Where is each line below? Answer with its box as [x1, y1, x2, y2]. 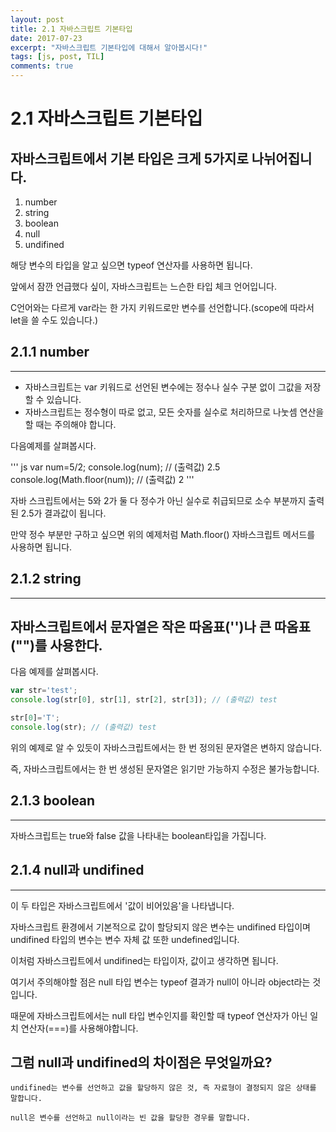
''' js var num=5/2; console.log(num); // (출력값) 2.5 [10, 461, 221, 473]
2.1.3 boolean [10, 792, 96, 810]
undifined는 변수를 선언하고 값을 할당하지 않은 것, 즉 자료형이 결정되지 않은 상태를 [10, 1083, 317, 1093]
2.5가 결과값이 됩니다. [20, 507, 107, 519]
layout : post [10, 14, 65, 25]
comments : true [10, 61, 74, 71]
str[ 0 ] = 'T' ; [10, 713, 60, 723]
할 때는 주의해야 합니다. [24, 418, 117, 430]
